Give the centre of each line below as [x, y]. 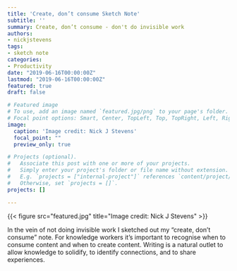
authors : [20, 33]
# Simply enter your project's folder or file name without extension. [118, 170]
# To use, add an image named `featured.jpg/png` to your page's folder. [118, 112]
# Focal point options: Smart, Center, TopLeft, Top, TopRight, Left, [113, 118]
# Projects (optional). [42, 157]
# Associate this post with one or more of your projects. [99, 164]
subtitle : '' [26, 20]
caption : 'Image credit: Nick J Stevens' [75, 131]
